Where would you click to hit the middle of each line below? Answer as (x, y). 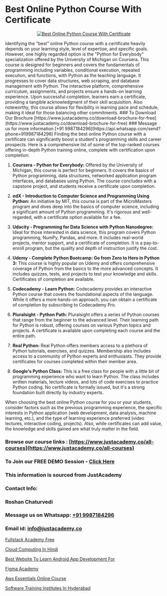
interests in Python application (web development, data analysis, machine (81, 413)
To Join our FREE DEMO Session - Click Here (60, 461)
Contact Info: (21, 488)
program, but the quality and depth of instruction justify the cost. (92, 248)
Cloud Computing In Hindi (32, 549)
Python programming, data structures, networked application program (84, 175)
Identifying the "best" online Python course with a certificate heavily (75, 43)
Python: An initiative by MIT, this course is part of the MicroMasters (82, 201)
